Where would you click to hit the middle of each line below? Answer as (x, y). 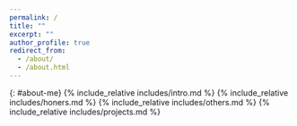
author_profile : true (50, 42)
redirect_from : (38, 51)
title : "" (28, 26)
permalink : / (34, 17)
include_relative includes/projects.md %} (85, 112)
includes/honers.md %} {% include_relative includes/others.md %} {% (140, 102)
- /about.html (44, 68)
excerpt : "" (31, 34)
